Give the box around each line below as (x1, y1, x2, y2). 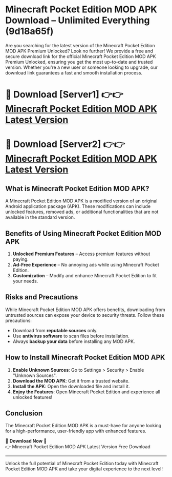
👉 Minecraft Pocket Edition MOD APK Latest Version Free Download (5, 444, 150, 450)
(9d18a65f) (5, 26, 54, 37)
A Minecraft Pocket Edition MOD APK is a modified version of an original (5, 198, 158, 204)
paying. (12, 256, 29, 262)
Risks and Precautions (5, 293, 78, 301)
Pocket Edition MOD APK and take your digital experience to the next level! (5, 466, 163, 472)
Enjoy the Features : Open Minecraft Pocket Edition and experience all (12, 389, 160, 395)
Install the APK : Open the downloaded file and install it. (12, 383, 130, 389)
